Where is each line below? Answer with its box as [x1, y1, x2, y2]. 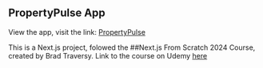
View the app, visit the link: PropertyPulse [8, 27, 146, 36]
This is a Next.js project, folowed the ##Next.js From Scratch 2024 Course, [8, 43, 256, 52]
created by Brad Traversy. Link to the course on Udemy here [8, 51, 208, 60]
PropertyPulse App [8, 6, 106, 20]
